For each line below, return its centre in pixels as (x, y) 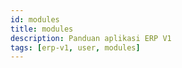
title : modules (42, 29)
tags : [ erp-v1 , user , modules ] (75, 47)
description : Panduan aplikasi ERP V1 (91, 38)
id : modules (35, 19)
